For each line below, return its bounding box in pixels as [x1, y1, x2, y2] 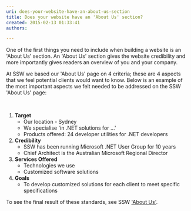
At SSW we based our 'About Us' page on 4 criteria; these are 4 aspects [6, 70, 181, 77]
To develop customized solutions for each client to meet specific [23, 181, 180, 188]
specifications [23, 187, 58, 194]
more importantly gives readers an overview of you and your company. [6, 59, 178, 66]
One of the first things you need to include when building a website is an [6, 47, 182, 54]
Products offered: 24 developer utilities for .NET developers [23, 131, 168, 138]
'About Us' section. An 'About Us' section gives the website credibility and [6, 52, 186, 60]
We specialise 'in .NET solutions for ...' [23, 124, 116, 131]
